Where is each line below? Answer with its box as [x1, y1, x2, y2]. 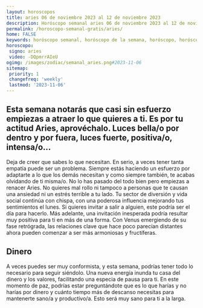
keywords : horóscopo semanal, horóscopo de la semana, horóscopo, [6, 37, 177, 43]
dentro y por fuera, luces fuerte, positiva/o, [6, 133, 172, 143]
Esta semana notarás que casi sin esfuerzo [6, 104, 172, 115]
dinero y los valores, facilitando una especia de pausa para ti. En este [6, 275, 179, 283]
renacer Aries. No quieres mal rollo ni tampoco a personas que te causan [6, 184, 188, 191]
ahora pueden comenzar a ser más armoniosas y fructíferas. [6, 229, 157, 236]
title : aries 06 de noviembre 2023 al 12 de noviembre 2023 [6, 15, 161, 21]
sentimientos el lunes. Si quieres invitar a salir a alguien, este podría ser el [6, 203, 190, 211]
